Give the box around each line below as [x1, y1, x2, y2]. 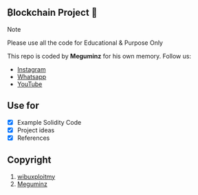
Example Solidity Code [16, 118, 82, 126]
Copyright [7, 154, 52, 166]
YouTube [16, 80, 43, 88]
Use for [7, 100, 39, 112]
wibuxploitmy [16, 172, 56, 181]
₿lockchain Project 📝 [7, 7, 98, 19]
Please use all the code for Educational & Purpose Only [7, 39, 164, 47]
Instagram [16, 65, 46, 73]
